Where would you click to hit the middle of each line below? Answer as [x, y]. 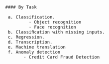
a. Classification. [32, 17]
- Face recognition [52, 27]
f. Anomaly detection [34, 52]
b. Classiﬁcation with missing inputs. [56, 32]
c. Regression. [26, 37]
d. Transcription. [30, 42]
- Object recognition [55, 22]
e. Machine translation [37, 47]
